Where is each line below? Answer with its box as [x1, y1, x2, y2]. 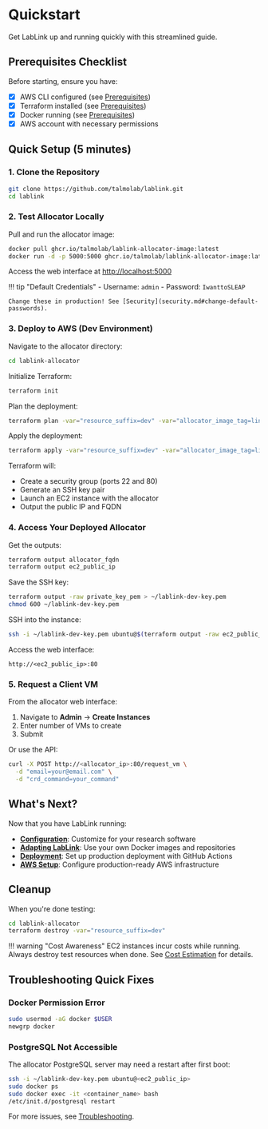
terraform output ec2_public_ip [8, 563, 116, 571]
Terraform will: [8, 461, 57, 471]
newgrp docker [8, 1022, 56, 1031]
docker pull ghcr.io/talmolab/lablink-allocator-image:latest [8, 245, 219, 253]
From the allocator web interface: [8, 697, 118, 707]
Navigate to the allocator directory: [8, 341, 123, 351]
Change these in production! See [8, 297, 120, 305]
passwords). [8, 305, 48, 313]
